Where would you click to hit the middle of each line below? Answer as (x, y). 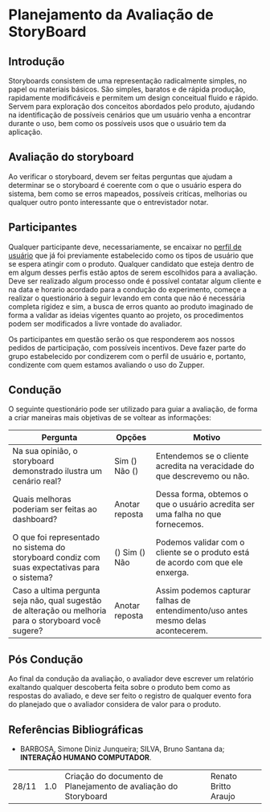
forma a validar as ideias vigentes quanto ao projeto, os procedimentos (126, 315)
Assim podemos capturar (203, 590)
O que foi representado (56, 537)
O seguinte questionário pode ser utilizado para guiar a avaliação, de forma (133, 409)
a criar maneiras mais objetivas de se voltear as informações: (110, 418)
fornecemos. (180, 524)
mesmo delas (181, 621)
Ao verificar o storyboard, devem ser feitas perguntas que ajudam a (121, 176)
